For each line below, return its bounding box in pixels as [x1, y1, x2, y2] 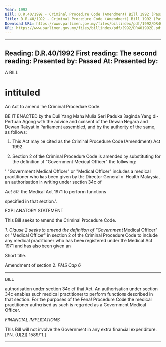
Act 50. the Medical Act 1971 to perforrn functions [5, 188, 106, 194]
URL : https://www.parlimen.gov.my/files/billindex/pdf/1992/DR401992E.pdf [5, 26, 163, 31]
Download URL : [5, 21, 35, 26]
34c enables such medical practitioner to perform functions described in [5, 291, 153, 297]
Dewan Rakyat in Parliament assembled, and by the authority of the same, [5, 124, 156, 130]
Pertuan [5, 118, 21, 124]
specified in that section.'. [5, 198, 57, 204]
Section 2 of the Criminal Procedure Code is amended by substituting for [12, 153, 161, 159]
